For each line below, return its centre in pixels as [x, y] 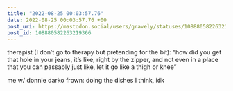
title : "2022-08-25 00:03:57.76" [55, 13]
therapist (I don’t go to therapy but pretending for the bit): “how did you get [114, 52]
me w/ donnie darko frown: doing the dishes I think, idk [86, 81]
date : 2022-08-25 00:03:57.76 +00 [57, 20]
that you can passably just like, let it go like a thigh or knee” [92, 67]
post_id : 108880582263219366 [49, 33]
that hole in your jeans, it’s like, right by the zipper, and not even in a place [113, 60]
